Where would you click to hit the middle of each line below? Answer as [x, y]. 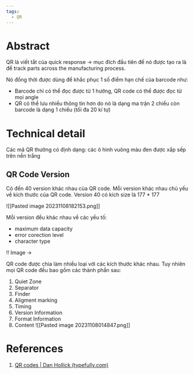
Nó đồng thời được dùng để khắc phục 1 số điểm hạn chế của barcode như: [97, 80]
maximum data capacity [44, 229]
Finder [22, 294]
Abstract [28, 46]
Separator [27, 288]
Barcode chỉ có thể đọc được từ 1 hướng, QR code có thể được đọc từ [98, 91]
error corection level [39, 235]
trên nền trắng [23, 156]
